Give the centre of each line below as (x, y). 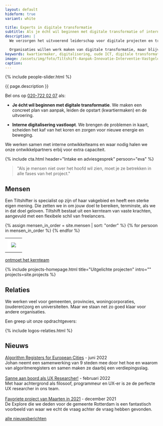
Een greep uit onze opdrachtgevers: (41, 321)
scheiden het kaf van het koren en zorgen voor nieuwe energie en (78, 130)
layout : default (21, 9)
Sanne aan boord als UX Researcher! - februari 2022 (58, 378)
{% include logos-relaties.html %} (39, 331)
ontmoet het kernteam (27, 260)
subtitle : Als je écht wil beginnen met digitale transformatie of (75, 32)
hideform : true (20, 14)
